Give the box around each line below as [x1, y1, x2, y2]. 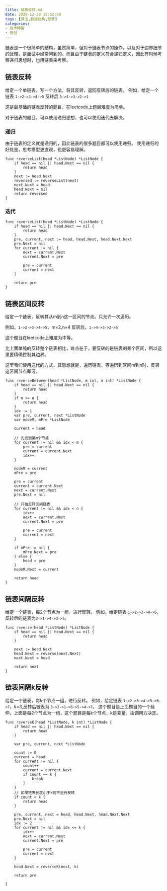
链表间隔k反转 [5, 683, 49, 692]
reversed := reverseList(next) [14, 178, 79, 183]
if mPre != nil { [14, 545, 50, 551]
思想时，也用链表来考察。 [18, 57, 71, 63]
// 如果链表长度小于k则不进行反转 [14, 790, 75, 795]
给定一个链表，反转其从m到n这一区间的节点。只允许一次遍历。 [5, 314, 134, 320]
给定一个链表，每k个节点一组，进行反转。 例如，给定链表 [5, 697, 122, 703]
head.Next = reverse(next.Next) [14, 651, 81, 656]
